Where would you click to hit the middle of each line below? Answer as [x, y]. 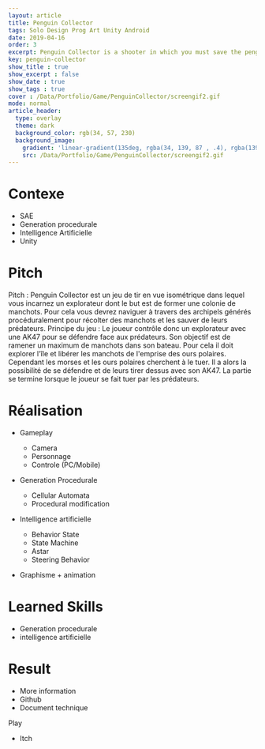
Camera [44, 448]
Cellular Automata [60, 495]
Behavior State [55, 535]
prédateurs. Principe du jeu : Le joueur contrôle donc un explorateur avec [127, 329]
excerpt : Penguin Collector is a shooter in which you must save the [125, 52]
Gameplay [36, 433]
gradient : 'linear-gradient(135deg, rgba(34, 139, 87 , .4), [125, 148]
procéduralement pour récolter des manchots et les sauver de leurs [118, 320]
